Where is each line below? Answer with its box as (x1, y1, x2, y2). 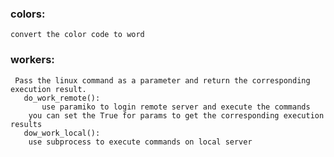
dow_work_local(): (23, 128, 101, 138)
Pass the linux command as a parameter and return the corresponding (14, 75, 311, 86)
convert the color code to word (10, 30, 145, 40)
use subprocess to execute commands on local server (28, 137, 253, 147)
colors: (10, 7, 46, 21)
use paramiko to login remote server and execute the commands (41, 102, 311, 112)
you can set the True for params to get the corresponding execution (28, 110, 325, 121)
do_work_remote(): (23, 93, 101, 103)
